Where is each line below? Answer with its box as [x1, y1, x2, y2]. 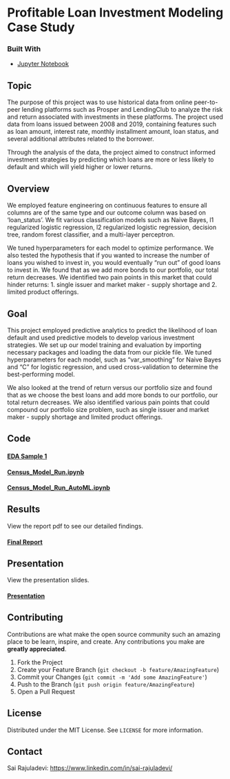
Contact [7, 745, 43, 757]
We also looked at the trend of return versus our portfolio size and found [7, 383, 212, 391]
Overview [7, 183, 50, 195]
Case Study [7, 19, 75, 35]
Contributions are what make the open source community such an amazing [7, 630, 220, 638]
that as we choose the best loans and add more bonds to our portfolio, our [7, 391, 218, 399]
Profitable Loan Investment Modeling [7, 5, 224, 21]
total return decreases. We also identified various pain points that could [7, 398, 210, 406]
